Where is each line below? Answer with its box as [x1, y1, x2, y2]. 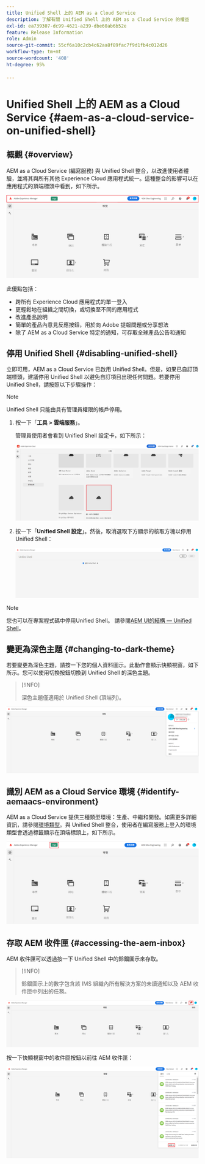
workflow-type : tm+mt [6, 49, 62, 55]
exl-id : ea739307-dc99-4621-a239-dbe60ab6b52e [6, 23, 127, 29]
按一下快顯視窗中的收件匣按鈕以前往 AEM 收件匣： [6, 1054, 134, 1061]
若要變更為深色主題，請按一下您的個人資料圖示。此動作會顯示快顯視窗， [6, 661, 188, 669]
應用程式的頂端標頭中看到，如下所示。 [6, 182, 103, 189]
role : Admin [6, 36, 37, 42]
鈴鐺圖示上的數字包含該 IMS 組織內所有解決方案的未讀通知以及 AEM [21, 980, 192, 987]
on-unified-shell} [6, 123, 96, 137]
